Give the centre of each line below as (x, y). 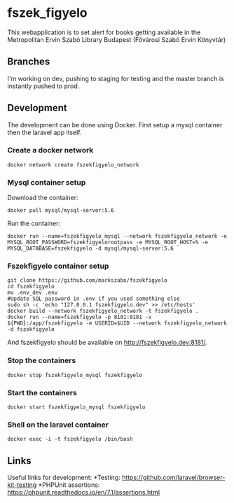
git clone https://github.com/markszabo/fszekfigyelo (88, 281)
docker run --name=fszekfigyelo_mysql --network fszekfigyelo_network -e (117, 236)
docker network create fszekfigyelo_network (73, 165)
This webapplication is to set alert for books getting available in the (104, 32)
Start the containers (42, 392)
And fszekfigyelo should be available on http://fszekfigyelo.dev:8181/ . (108, 342)
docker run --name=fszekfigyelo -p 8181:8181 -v (80, 317)
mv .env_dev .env (33, 293)
